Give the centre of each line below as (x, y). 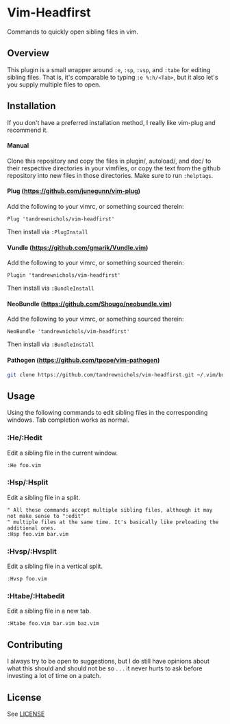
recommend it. (28, 130)
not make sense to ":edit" (46, 516)
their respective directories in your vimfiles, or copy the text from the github (114, 168)
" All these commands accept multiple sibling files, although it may (110, 510)
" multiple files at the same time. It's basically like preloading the (113, 522)
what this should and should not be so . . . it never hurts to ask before (105, 668)
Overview (28, 53)
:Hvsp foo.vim (27, 579)
